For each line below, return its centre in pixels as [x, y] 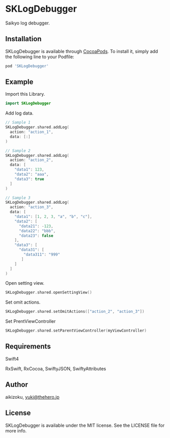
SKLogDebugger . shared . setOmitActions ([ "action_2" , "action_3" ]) [75, 312]
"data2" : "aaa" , [32, 174]
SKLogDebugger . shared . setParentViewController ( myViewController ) [76, 331]
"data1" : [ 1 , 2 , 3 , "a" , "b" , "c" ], [53, 217]
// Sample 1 [18, 123]
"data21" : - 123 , [36, 226]
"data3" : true [29, 179]
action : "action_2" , [32, 160]
